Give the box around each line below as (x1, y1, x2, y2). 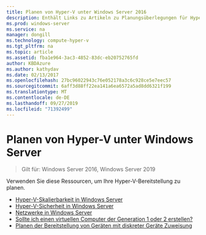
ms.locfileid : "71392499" (6, 106, 72, 112)
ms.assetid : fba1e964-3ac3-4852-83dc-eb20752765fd (6, 55, 139, 61)
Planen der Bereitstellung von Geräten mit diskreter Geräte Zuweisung (15, 222, 193, 229)
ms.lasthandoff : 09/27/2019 (6, 100, 78, 106)
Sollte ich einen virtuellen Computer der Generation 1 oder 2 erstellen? (15, 215, 193, 223)
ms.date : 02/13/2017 (6, 72, 59, 78)
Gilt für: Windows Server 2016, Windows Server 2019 (21, 166, 156, 173)
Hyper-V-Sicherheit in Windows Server (15, 202, 114, 210)
